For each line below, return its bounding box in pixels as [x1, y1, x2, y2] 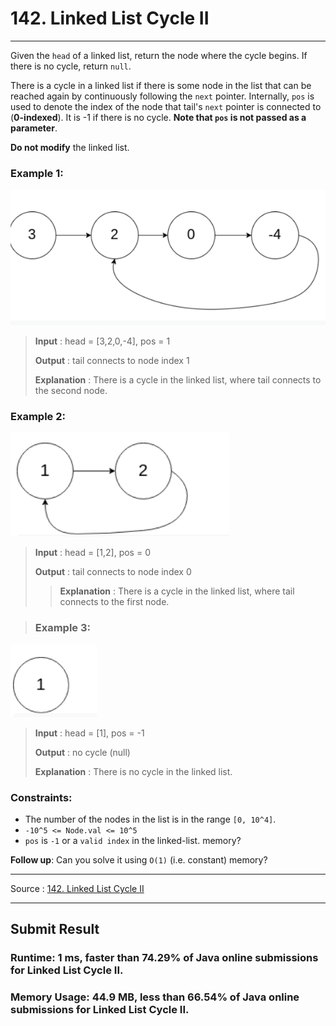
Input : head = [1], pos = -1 [34, 727, 145, 739]
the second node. [34, 385, 108, 397]
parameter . [10, 122, 58, 134]
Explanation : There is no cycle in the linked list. [34, 765, 233, 777]
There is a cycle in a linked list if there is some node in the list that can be [10, 79, 312, 91]
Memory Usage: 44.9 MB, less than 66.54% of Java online [10, 990, 300, 1004]
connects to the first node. [59, 596, 170, 608]
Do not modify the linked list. [10, 141, 130, 153]
